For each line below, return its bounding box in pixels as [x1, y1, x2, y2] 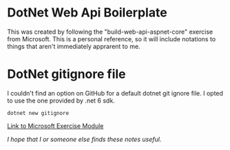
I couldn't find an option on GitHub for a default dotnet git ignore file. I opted [7, 89, 224, 97]
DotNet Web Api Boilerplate [7, 5, 167, 21]
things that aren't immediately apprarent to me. [7, 42, 140, 50]
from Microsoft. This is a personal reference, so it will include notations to [7, 34, 216, 43]
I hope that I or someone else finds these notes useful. [7, 135, 162, 143]
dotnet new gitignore [7, 109, 70, 116]
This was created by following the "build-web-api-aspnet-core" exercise [7, 28, 213, 36]
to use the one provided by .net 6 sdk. [7, 96, 115, 105]
